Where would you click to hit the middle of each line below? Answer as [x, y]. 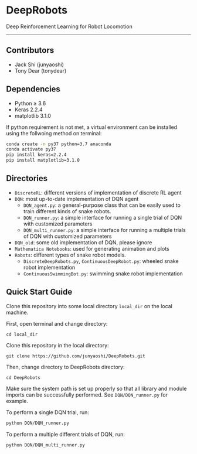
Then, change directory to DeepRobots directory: [65, 367]
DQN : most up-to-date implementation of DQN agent [77, 199]
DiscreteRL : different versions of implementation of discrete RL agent [98, 192]
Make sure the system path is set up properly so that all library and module [96, 388]
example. [17, 401]
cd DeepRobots [23, 378]
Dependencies [33, 89]
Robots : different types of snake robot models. [70, 255]
